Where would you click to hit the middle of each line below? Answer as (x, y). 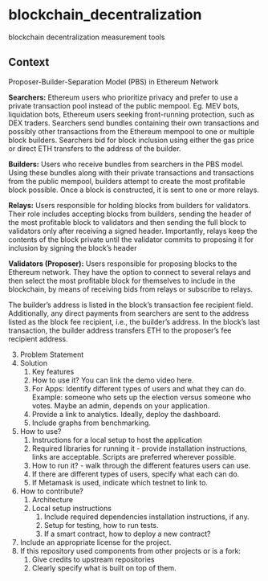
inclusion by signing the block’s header (73, 248)
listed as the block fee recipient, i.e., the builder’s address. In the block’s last (134, 321)
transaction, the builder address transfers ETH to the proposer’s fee (120, 330)
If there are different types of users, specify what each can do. (136, 474)
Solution (34, 362)
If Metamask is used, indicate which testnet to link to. (120, 482)
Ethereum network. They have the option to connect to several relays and (130, 272)
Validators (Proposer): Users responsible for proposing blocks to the (123, 264)
